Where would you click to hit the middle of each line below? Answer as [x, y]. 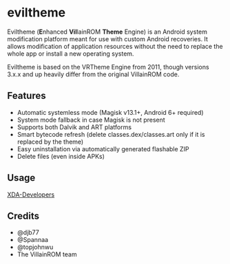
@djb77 [28, 232]
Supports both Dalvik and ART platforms [74, 127]
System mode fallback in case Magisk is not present [91, 120]
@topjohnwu [35, 247]
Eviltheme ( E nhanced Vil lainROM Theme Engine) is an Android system [107, 32]
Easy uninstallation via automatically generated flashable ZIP [103, 148]
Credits [23, 216]
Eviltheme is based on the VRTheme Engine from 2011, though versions [108, 67]
